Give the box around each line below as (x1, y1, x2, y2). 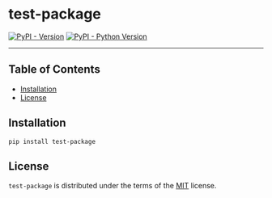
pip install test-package (8, 137, 96, 145)
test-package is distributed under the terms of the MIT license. (8, 181, 217, 191)
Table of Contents (8, 62, 101, 77)
